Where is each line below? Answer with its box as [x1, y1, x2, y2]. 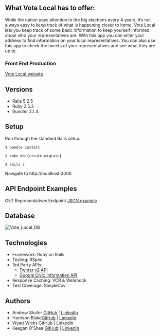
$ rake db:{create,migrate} [5, 153, 62, 158]
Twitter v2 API [19, 267, 48, 273]
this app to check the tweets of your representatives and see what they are [5, 42, 156, 48]
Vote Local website [5, 71, 43, 77]
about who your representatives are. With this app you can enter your [5, 32, 144, 38]
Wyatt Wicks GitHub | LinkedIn [12, 320, 74, 326]
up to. [5, 48, 17, 54]
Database [5, 211, 35, 220]
